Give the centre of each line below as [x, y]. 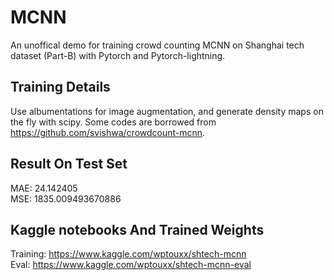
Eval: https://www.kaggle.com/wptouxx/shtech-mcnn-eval [131, 265]
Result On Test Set [69, 164]
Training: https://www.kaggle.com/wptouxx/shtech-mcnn [128, 254]
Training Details [60, 87]
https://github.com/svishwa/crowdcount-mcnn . [108, 132]
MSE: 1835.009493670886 [66, 198]
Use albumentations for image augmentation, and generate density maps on [167, 111]
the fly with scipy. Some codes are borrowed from [113, 122]
